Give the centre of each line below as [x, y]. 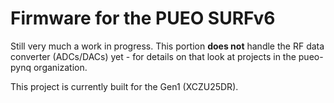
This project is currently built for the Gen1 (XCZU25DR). [124, 86]
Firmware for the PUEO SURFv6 [143, 18]
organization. [60, 67]
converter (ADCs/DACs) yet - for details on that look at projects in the [153, 56]
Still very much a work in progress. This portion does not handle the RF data [167, 46]
